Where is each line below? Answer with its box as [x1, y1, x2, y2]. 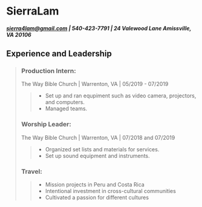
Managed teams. [45, 105, 88, 113]
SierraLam [6, 4, 59, 18]
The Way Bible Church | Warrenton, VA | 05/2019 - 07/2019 [21, 80, 169, 88]
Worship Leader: [21, 120, 71, 128]
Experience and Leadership [6, 48, 112, 59]
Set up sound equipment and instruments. [45, 152, 150, 159]
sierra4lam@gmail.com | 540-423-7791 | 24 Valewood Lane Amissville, [6, 24, 192, 31]
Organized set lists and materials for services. [45, 145, 160, 153]
